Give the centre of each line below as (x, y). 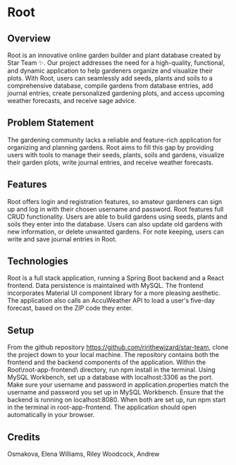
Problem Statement (51, 123)
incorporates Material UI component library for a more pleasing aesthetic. (114, 293)
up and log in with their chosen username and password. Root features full (116, 209)
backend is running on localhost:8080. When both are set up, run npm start (117, 400)
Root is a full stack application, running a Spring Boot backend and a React (116, 278)
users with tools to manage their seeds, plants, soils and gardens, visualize (116, 155)
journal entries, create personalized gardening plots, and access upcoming (116, 93)
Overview (29, 38)
